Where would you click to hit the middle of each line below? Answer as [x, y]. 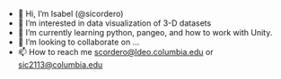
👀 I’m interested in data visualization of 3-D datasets [114, 23]
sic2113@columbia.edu [60, 65]
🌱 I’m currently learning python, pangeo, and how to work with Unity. [145, 32]
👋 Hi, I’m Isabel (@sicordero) [70, 14]
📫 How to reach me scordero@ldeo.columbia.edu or [115, 52]
